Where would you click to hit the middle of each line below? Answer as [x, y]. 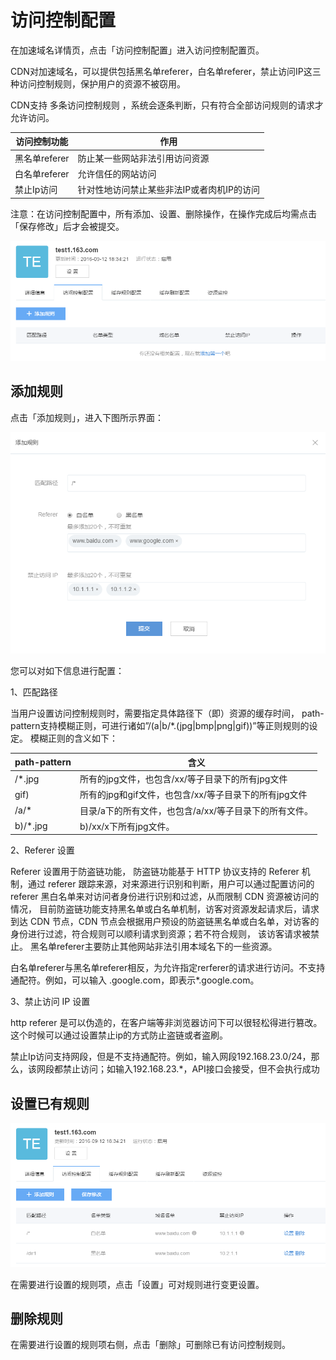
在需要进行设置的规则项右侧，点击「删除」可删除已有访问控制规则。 [150, 1345]
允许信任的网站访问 [117, 173]
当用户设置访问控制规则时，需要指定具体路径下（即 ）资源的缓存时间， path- [167, 713]
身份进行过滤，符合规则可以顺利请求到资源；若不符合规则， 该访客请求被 [160, 934]
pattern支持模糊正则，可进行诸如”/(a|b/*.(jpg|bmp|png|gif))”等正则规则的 [160, 726]
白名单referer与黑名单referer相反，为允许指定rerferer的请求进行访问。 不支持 [168, 968]
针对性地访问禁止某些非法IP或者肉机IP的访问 [169, 190]
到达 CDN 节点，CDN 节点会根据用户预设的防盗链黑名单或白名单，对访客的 [165, 922]
